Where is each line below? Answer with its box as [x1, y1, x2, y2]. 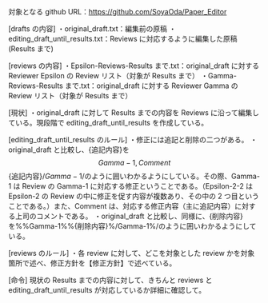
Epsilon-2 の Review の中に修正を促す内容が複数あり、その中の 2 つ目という [8, 191, 260, 201]
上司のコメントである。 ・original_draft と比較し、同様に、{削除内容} [14, 211, 244, 221]
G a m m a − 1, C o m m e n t [98, 158, 171, 167]
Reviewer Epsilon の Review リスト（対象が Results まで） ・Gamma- [8, 71, 238, 80]
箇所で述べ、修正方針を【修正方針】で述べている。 [8, 258, 177, 268]
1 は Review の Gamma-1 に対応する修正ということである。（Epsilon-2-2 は [8, 181, 254, 190]
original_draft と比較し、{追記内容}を [8, 145, 130, 154]
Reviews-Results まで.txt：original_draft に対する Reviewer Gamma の [8, 81, 238, 90]
